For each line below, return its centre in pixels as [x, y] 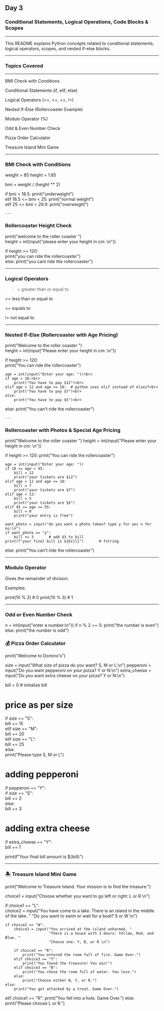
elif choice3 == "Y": [36, 959]
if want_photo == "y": [28, 533]
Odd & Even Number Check [33, 128]
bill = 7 [23, 486]
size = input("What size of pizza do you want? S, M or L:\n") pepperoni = [78, 665]
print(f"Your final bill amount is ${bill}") [44, 857]
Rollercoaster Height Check [38, 226]
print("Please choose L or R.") [35, 1003]
